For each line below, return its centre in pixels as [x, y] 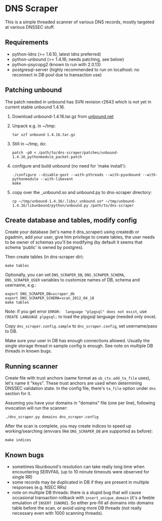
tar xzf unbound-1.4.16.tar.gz [44, 135]
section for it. [18, 394]
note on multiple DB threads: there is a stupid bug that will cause [77, 492]
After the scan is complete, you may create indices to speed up [68, 426]
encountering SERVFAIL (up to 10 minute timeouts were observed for [81, 472]
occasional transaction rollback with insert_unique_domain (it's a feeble [83, 498]
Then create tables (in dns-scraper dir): [44, 257]
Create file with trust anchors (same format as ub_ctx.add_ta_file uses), [78, 378]
